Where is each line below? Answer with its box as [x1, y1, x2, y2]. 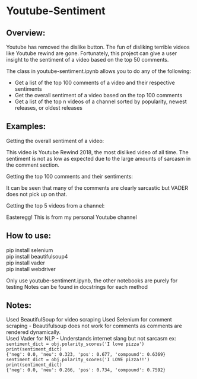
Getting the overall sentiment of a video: [6, 137, 104, 144]
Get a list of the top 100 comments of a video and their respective [14, 79, 175, 86]
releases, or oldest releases [14, 104, 83, 111]
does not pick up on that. [6, 190, 67, 198]
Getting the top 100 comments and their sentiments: [6, 173, 134, 180]
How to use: [6, 231, 52, 241]
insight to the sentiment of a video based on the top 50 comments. [6, 56, 169, 63]
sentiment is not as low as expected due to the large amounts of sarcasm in [6, 155, 191, 162]
